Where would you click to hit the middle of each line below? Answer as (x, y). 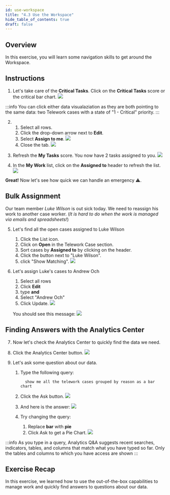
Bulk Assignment (33, 196)
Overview (21, 45)
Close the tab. (35, 145)
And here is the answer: (45, 407)
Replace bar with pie (50, 426)
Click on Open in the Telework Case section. (67, 244)
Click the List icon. (40, 239)
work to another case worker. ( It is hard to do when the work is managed (82, 214)
